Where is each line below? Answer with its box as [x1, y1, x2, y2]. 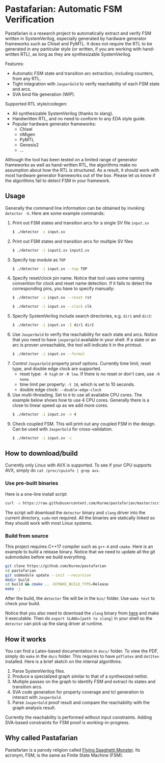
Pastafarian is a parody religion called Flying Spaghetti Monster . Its [5, 747, 140, 753]
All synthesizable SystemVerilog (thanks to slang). [12, 110, 114, 116]
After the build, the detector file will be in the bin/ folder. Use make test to [5, 595, 155, 601]
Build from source [5, 532, 49, 539]
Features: [5, 61, 25, 67]
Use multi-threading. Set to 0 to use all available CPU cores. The [12, 392, 142, 398]
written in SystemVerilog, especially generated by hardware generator [5, 36, 147, 41]
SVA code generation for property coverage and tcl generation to [12, 689, 144, 695]
